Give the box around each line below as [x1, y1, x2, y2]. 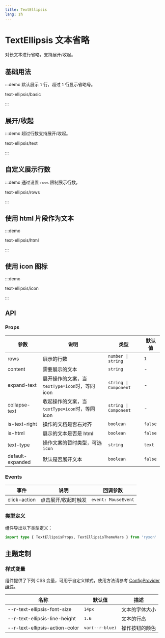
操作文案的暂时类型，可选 [42, 439, 102, 446]
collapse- [7, 402, 30, 408]
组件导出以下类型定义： [5, 525, 53, 531]
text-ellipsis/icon [5, 285, 39, 291]
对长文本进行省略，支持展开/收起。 [5, 52, 76, 58]
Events [5, 473, 22, 480]
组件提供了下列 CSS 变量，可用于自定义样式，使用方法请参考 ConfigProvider [5, 577, 160, 584]
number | [108, 353, 129, 359]
